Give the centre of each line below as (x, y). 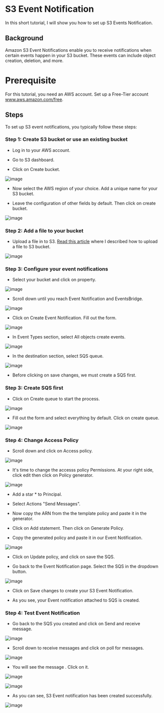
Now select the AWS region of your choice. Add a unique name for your (85, 188)
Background (24, 38)
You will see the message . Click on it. (50, 667)
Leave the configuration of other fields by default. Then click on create (84, 203)
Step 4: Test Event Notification (43, 613)
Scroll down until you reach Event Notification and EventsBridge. (78, 299)
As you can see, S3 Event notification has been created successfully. (82, 696)
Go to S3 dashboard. (33, 160)
